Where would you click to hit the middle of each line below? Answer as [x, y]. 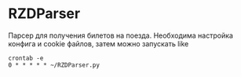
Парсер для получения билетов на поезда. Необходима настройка [121, 35]
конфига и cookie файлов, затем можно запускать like [99, 43]
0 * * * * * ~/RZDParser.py [54, 65]
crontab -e [26, 58]
